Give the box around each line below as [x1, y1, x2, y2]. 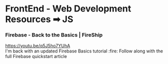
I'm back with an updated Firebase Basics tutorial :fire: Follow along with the [5, 48, 163, 54]
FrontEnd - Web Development [5, 3, 132, 14]
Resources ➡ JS [5, 13, 73, 25]
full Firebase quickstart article [5, 53, 67, 59]
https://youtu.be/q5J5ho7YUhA [5, 43, 70, 49]
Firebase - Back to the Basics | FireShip [5, 31, 103, 38]
